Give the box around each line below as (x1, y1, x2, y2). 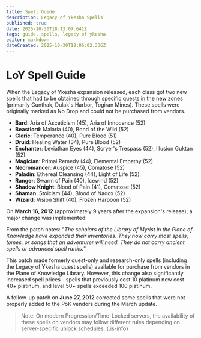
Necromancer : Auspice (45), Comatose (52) (14, 164, 125, 171)
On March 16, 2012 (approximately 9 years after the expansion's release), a (6, 207, 193, 214)
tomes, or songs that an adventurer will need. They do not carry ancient (6, 239, 185, 246)
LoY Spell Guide (6, 69, 86, 82)
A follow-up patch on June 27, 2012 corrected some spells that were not (6, 293, 185, 301)
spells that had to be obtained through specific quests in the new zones (6, 95, 183, 102)
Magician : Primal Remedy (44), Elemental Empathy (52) (14, 157, 154, 164)
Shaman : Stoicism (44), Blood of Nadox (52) (14, 189, 125, 196)
